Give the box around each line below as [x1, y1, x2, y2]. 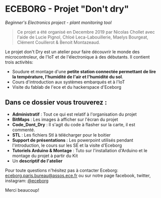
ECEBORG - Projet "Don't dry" [5, 3, 129, 15]
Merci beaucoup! [5, 187, 40, 193]
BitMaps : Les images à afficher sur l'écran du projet [12, 116, 118, 122]
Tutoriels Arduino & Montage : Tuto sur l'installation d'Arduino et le [12, 147, 148, 153]
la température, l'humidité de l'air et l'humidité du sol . [12, 74, 123, 79]
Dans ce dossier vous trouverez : [5, 99, 107, 107]
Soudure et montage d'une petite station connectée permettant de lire [12, 68, 156, 74]
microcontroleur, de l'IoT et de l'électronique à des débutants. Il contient [5, 54, 150, 59]
